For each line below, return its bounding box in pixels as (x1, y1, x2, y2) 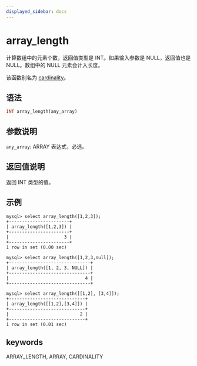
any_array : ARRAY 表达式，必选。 (6, 143, 88, 150)
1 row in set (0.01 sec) (6, 321, 67, 327)
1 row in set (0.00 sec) (6, 244, 67, 250)
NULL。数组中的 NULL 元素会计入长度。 (6, 61, 103, 68)
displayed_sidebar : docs (6, 8, 67, 15)
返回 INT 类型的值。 (6, 179, 54, 186)
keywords (6, 337, 43, 347)
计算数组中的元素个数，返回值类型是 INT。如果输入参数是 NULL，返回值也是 (6, 54, 191, 61)
